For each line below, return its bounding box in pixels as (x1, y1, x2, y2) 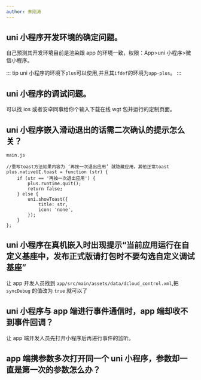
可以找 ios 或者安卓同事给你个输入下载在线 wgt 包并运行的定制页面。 (6, 106, 175, 113)
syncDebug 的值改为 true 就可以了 (6, 287, 88, 294)
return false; (28, 186, 63, 192)
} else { (17, 191, 39, 197)
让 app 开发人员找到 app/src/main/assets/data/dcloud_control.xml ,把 (6, 279, 179, 287)
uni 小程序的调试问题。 (6, 88, 91, 99)
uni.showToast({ (28, 197, 68, 203)
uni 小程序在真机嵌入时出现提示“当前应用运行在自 (6, 240, 190, 250)
